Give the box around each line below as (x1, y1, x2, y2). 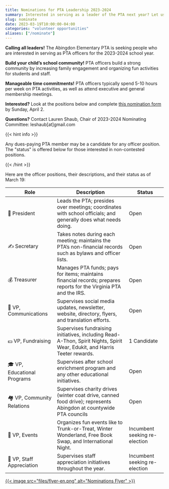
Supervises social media (57, 298, 115, 305)
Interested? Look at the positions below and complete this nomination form (5, 101, 161, 107)
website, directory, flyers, (57, 310, 117, 317)
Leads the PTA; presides (57, 198, 115, 204)
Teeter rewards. (57, 350, 95, 357)
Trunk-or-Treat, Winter (57, 425, 113, 432)
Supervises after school (57, 358, 113, 365)
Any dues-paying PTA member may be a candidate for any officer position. (5, 141, 160, 147)
